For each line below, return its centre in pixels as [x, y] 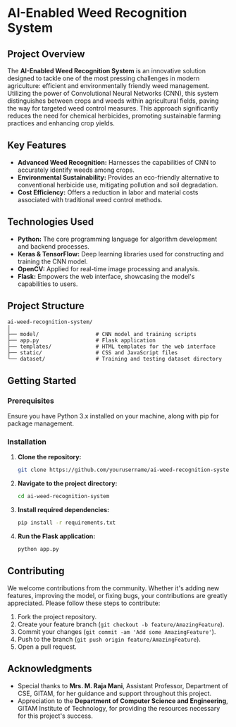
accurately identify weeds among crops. [76, 170]
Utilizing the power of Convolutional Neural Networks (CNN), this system [113, 93]
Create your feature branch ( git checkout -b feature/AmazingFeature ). [121, 624]
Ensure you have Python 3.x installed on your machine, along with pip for [113, 416]
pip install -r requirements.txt [67, 523]
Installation [27, 442]
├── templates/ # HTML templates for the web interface [112, 347]
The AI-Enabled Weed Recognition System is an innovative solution [107, 71]
